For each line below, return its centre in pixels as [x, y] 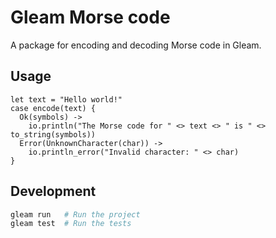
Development [53, 191]
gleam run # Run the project [75, 214]
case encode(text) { [53, 108]
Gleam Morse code [90, 17]
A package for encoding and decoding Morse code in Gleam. [136, 45]
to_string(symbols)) [53, 134]
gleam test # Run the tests [71, 224]
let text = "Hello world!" [66, 99]
